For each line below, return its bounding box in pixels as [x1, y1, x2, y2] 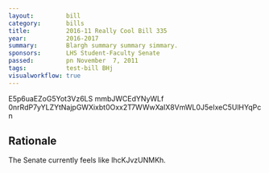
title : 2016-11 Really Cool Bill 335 [8, 27, 168, 35]
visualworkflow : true [8, 72, 81, 80]
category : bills [8, 19, 85, 27]
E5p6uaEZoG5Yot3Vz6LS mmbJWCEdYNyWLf [8, 93, 164, 103]
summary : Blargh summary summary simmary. [8, 42, 179, 50]
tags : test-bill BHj [8, 64, 114, 72]
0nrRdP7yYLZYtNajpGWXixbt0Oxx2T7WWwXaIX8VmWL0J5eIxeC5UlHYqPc [8, 102, 262, 112]
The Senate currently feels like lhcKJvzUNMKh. [8, 155, 167, 165]
